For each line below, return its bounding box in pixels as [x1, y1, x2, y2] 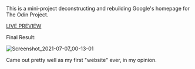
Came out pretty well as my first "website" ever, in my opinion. [6, 57, 157, 63]
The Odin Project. [6, 11, 49, 18]
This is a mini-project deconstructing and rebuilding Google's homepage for [6, 5, 190, 12]
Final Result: [6, 34, 36, 40]
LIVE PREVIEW [6, 23, 42, 29]
